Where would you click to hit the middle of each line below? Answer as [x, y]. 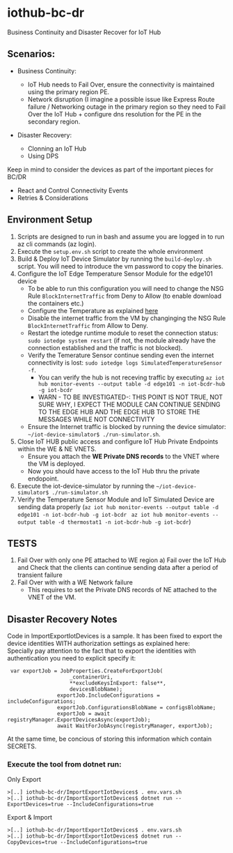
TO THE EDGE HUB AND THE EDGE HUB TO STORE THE [119, 412]
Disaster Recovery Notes [62, 619]
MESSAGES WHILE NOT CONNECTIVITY [96, 419]
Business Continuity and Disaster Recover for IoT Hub [84, 32]
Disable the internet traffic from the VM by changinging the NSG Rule [127, 318]
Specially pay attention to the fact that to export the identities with [102, 651]
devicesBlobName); [96, 689]
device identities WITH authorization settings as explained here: [98, 644]
